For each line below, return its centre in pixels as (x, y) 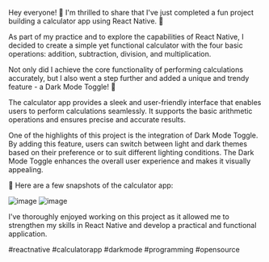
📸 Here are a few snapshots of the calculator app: (91, 185)
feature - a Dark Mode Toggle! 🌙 (62, 87)
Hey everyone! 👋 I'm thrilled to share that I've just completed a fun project (131, 13)
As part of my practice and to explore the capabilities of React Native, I (126, 37)
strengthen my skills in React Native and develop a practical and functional (132, 225)
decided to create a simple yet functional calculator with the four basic (126, 45)
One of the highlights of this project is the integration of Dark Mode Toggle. (133, 135)
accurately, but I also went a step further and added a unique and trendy (129, 78)
